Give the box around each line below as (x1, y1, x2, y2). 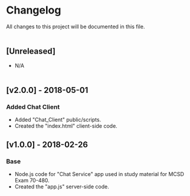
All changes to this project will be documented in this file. (6, 23, 145, 30)
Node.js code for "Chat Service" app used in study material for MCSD (14, 171, 185, 178)
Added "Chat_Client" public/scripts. (14, 116, 101, 124)
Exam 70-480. (14, 177, 50, 184)
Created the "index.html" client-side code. (14, 122, 118, 129)
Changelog (6, 4, 61, 17)
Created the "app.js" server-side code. (14, 183, 109, 190)
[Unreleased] (6, 46, 56, 57)
